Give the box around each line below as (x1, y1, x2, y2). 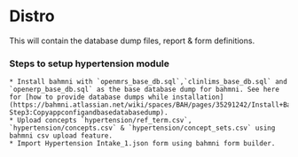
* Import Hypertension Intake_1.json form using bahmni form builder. (9, 139, 276, 148)
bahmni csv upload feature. (9, 131, 114, 140)
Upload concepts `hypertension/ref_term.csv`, (17, 116, 192, 125)
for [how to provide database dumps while (9, 93, 169, 102)
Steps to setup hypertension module (9, 57, 170, 70)
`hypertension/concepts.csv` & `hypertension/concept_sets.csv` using (9, 123, 276, 133)
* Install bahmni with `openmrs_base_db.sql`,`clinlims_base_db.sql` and (9, 78, 288, 86)
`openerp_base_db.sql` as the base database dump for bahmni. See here (9, 86, 279, 94)
